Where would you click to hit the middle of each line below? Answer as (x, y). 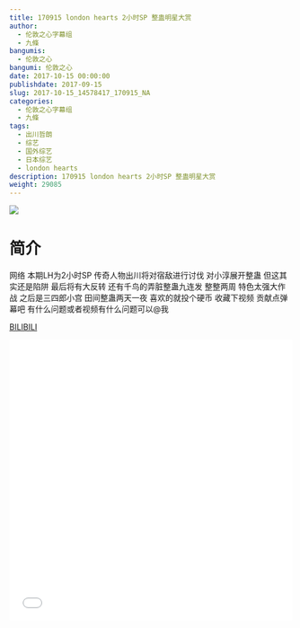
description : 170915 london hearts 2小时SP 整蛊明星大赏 (113, 176)
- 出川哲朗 (35, 135)
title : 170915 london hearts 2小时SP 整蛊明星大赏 (101, 18)
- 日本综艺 (35, 159)
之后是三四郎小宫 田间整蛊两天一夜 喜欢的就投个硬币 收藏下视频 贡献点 (150, 298)
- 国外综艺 (35, 151)
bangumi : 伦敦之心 (41, 68)
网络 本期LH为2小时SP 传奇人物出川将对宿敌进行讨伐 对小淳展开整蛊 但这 (145, 276)
